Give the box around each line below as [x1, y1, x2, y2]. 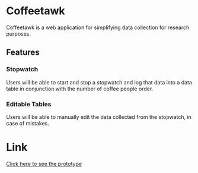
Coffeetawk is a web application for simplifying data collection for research [6, 24, 190, 31]
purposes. [6, 30, 31, 37]
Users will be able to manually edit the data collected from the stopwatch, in [6, 113, 191, 120]
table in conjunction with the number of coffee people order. [6, 85, 154, 92]
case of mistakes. [6, 119, 49, 127]
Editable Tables [6, 100, 52, 108]
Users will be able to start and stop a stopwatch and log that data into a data [6, 78, 193, 86]
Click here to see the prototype [6, 160, 82, 167]
